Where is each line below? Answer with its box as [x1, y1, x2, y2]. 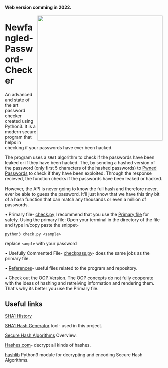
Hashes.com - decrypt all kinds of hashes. [5, 342, 91, 348]
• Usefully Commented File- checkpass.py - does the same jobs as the [5, 250, 150, 256]
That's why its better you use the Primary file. [5, 285, 99, 291]
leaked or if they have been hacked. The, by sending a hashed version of [5, 159, 155, 165]
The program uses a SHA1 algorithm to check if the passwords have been [5, 154, 155, 160]
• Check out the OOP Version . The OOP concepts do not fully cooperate [5, 275, 154, 281]
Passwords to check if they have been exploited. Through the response [5, 170, 152, 176]
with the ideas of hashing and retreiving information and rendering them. [5, 280, 155, 286]
